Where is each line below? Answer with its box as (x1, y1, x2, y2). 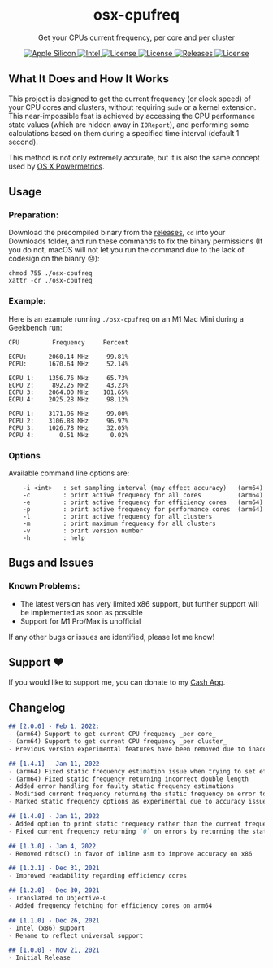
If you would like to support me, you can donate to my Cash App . (8, 677, 226, 687)
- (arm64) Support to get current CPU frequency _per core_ (8, 730, 217, 738)
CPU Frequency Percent (8, 338, 129, 347)
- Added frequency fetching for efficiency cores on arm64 (8, 901, 213, 909)
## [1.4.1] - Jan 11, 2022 (8, 760, 100, 768)
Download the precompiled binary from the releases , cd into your (8, 228, 226, 238)
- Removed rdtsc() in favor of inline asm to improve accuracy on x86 (8, 849, 253, 858)
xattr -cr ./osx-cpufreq (8, 277, 93, 285)
